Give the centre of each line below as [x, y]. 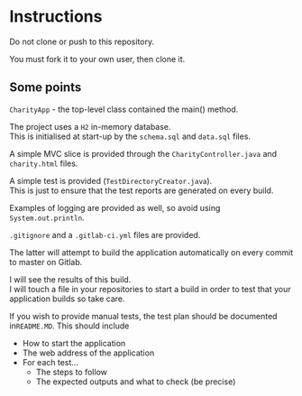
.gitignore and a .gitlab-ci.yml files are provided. [105, 235]
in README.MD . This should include [69, 326]
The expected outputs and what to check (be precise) [136, 382]
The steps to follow [72, 372]
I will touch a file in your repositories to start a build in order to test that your [150, 289]
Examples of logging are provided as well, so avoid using [115, 207]
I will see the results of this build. [70, 279]
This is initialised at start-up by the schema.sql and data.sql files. [130, 136]
